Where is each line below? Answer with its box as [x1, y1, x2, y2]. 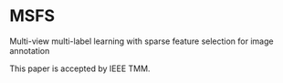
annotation [9, 45, 50, 56]
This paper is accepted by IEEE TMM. [9, 63, 151, 74]
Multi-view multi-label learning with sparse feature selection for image [9, 36, 274, 47]
